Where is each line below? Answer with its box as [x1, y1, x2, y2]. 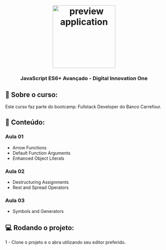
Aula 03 [5, 197, 25, 204]
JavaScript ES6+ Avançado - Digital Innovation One [20, 75, 148, 82]
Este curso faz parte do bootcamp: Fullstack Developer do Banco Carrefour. [5, 103, 161, 110]
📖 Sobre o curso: [5, 90, 58, 99]
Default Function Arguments [12, 150, 71, 156]
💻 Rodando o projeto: [5, 223, 74, 232]
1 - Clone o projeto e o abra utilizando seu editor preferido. [5, 239, 126, 245]
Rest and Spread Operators [12, 184, 69, 190]
